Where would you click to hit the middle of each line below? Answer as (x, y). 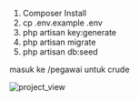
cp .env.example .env (62, 23)
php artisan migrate (59, 42)
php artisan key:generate (69, 32)
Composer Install (55, 13)
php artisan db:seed (60, 52)
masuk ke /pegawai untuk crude (69, 69)
